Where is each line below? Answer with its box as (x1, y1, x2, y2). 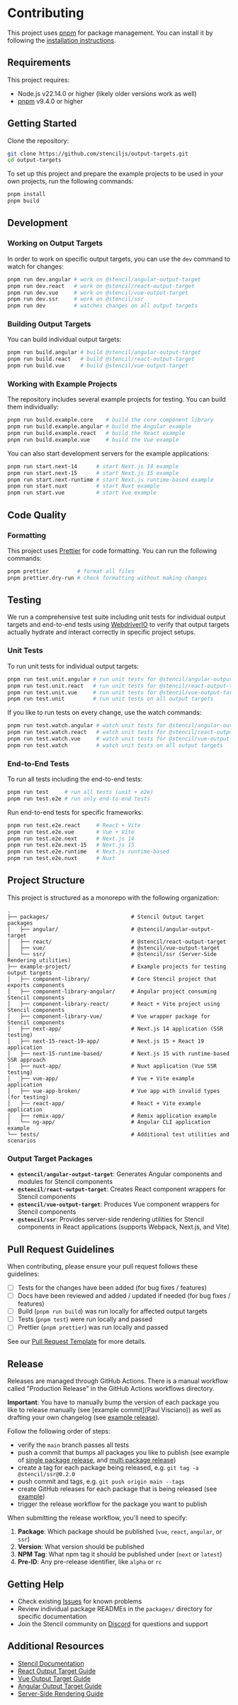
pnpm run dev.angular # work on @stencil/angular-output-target (7, 276, 201, 283)
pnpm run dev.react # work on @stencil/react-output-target (7, 282, 195, 289)
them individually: (7, 403, 59, 412)
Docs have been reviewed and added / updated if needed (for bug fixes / (17, 1291, 231, 1300)
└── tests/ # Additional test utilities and (7, 1131, 230, 1138)
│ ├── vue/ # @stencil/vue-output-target (7, 944, 220, 952)
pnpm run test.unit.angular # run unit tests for (7, 675, 157, 683)
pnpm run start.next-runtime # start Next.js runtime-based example (7, 476, 214, 483)
